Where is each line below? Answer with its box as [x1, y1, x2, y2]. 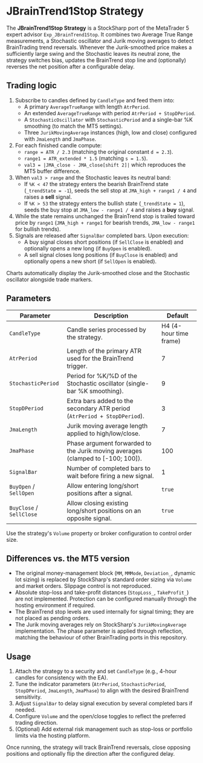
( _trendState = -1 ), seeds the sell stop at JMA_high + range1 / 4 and [24, 187, 197, 194]
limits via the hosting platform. [14, 732, 91, 739]
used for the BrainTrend [66, 354, 134, 362]
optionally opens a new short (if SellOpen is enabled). [24, 258, 157, 265]
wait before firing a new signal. [66, 471, 154, 480]
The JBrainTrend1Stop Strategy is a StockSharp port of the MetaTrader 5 [6, 24, 189, 32]
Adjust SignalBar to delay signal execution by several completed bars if [14, 700, 193, 707]
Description [94, 311, 129, 319]
